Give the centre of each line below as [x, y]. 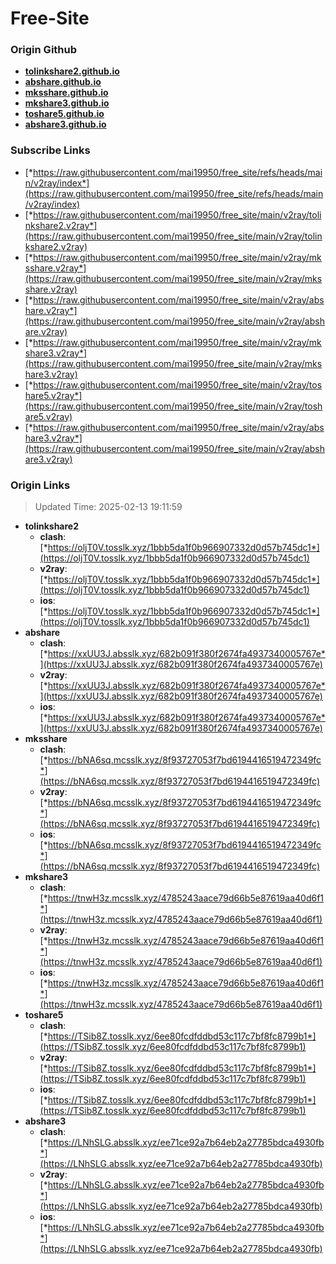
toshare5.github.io [64, 114]
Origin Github [44, 50]
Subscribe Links [50, 150]
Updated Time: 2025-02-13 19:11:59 [108, 507]
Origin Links [40, 485]
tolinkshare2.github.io [72, 71]
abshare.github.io [63, 82]
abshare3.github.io [65, 124]
